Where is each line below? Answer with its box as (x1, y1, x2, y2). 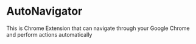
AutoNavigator (6, 4, 83, 18)
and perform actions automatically (6, 31, 93, 38)
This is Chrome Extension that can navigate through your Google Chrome (6, 24, 190, 32)
